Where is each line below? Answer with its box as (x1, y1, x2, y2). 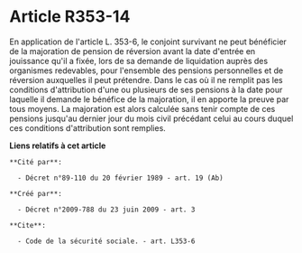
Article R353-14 (9, 6, 131, 27)
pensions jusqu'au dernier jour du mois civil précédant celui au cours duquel (9, 113, 294, 124)
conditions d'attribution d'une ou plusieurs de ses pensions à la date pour (9, 84, 283, 95)
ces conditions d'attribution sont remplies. (9, 122, 167, 133)
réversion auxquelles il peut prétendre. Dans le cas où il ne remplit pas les (9, 74, 283, 85)
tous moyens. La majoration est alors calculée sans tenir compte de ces (9, 103, 276, 114)
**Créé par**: (9, 189, 63, 198)
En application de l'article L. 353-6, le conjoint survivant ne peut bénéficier (9, 36, 287, 47)
